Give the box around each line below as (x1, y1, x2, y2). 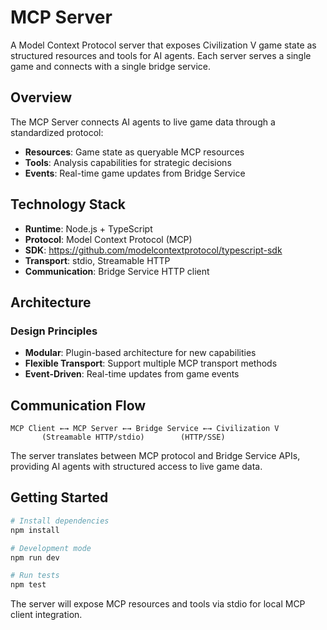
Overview (10, 89, 73, 106)
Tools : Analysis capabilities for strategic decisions (24, 156, 232, 168)
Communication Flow (10, 397, 147, 414)
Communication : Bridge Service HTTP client (24, 265, 210, 277)
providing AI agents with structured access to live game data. (10, 461, 263, 473)
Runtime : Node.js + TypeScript (24, 222, 153, 235)
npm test (10, 580, 47, 590)
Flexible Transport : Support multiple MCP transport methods (24, 357, 278, 370)
